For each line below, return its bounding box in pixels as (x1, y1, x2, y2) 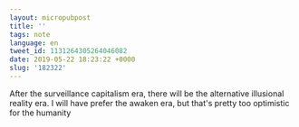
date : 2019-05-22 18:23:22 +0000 (9, 55, 136, 64)
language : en (9, 38, 59, 48)
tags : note (9, 30, 51, 39)
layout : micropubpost (9, 13, 92, 23)
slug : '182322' (9, 64, 67, 73)
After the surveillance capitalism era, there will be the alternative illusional (9, 87, 285, 99)
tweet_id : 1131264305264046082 (9, 47, 128, 56)
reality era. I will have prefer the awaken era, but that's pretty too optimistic (9, 97, 290, 108)
